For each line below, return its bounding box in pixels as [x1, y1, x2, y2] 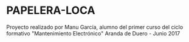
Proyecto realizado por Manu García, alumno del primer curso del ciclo [6, 23, 184, 31]
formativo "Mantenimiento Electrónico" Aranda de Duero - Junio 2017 [6, 29, 180, 37]
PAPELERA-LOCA [6, 4, 95, 17]
